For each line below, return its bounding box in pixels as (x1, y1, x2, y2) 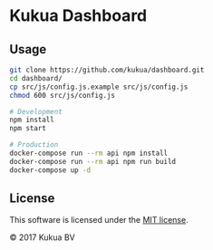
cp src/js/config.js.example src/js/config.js (9, 82, 189, 91)
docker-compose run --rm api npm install (9, 149, 169, 158)
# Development (9, 107, 63, 116)
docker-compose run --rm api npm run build (9, 157, 177, 166)
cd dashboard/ (9, 73, 63, 82)
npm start (9, 124, 47, 133)
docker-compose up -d (9, 165, 92, 175)
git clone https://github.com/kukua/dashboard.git (9, 65, 205, 74)
